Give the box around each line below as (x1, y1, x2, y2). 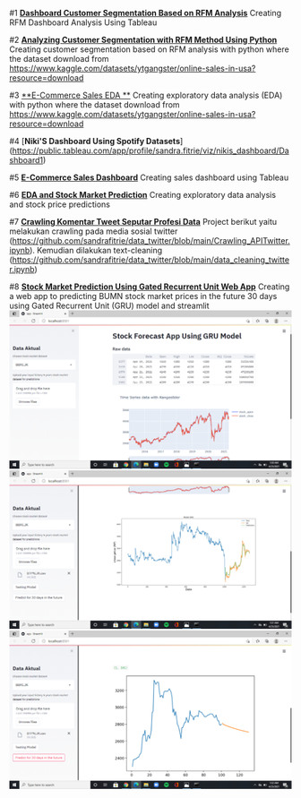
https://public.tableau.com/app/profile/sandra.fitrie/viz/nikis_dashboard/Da (12, 145, 289, 156)
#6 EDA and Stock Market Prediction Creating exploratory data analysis (9, 190, 276, 200)
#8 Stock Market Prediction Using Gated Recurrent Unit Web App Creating (9, 281, 290, 292)
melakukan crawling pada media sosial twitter (9, 226, 178, 236)
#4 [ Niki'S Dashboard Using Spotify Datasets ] (9, 136, 184, 146)
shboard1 (9, 155, 43, 165)
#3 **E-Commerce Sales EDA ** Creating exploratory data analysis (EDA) (9, 90, 283, 100)
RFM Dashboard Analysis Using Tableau (9, 17, 158, 28)
